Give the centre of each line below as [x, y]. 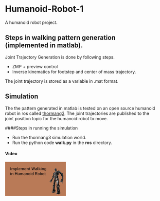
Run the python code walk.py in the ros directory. [62, 143]
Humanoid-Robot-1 [44, 9]
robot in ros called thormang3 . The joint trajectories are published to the [77, 113]
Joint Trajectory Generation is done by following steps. [60, 57]
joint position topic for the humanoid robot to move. [56, 118]
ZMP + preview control [35, 66]
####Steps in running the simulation [41, 128]
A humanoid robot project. [31, 22]
